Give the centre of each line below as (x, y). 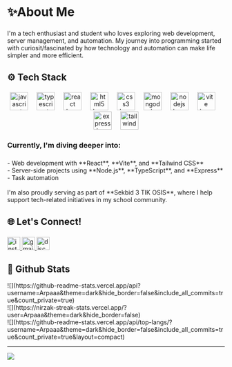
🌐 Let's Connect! (44, 221)
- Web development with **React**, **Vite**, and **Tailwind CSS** (106, 163)
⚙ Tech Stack (37, 77)
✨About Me (41, 12)
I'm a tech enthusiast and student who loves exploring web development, (111, 33)
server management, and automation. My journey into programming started (115, 41)
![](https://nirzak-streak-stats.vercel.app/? (67, 308)
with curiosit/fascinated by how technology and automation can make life (111, 48)
